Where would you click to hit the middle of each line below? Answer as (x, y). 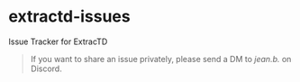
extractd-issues (70, 17)
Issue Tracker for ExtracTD (58, 41)
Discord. (46, 68)
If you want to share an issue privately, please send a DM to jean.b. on (161, 59)
